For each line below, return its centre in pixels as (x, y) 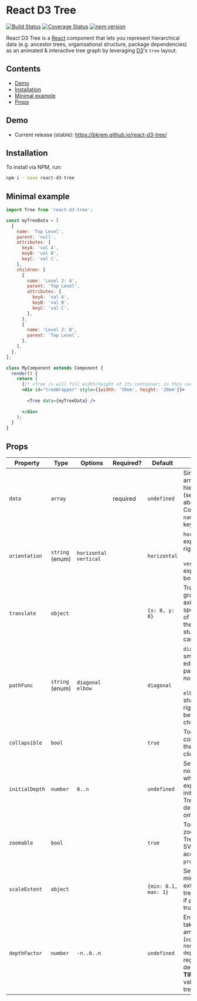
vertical (89, 559)
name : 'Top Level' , (40, 231)
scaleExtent (26, 889)
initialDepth (27, 789)
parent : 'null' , (37, 237)
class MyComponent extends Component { (55, 368)
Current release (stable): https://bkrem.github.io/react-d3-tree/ (91, 134)
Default (163, 463)
